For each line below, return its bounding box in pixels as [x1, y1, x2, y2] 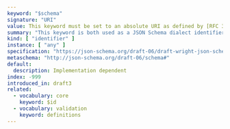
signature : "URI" [7, 16, 57, 23]
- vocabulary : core [13, 93, 69, 100]
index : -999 [7, 73, 41, 81]
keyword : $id [19, 99, 57, 106]
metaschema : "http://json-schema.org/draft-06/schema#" [7, 55, 170, 61]
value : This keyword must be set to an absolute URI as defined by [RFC [7, 23, 219, 29]
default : [7, 61, 32, 68]
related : [7, 86, 32, 93]
